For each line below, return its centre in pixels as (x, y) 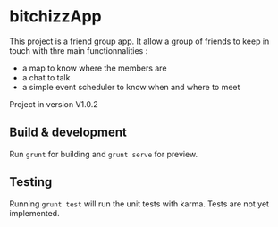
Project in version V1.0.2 (54, 104)
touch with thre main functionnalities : (79, 50)
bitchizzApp (55, 17)
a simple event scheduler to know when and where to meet (131, 87)
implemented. (34, 213)
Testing (31, 182)
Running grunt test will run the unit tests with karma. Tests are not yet (139, 204)
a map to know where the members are (94, 68)
